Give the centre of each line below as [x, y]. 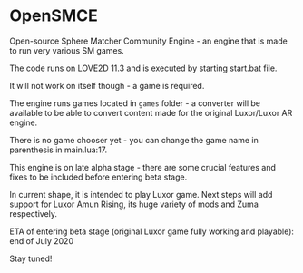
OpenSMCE [54, 16]
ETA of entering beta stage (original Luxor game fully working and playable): [152, 231]
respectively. [33, 213]
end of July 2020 [42, 240]
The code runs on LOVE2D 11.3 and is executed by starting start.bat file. [143, 68]
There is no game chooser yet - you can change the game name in [134, 140]
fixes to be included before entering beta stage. [98, 177]
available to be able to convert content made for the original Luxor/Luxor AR [151, 112]
